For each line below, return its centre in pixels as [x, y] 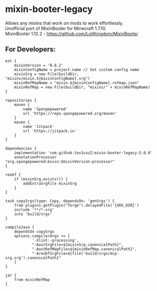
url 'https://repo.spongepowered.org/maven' [70, 113]
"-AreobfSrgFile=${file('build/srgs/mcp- [76, 253]
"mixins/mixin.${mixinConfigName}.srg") [48, 78]
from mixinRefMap [32, 279]
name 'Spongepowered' [46, 109]
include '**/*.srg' [34, 209]
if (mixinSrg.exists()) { [41, 179]
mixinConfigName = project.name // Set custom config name [77, 69]
